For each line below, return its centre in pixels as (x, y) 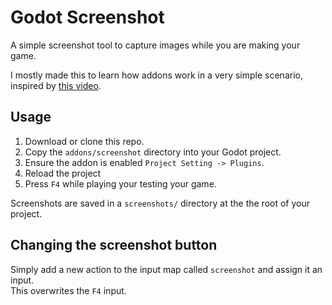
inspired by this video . (56, 85)
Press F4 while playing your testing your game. (120, 183)
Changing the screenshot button (114, 245)
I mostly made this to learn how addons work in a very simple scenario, (156, 75)
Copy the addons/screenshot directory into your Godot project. (153, 152)
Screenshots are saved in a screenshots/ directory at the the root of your (160, 203)
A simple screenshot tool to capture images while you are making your (155, 45)
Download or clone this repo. (84, 141)
